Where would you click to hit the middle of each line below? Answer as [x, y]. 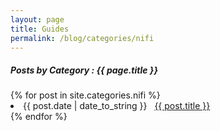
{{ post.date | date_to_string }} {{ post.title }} [117, 106]
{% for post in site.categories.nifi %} [85, 95]
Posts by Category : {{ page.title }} [84, 70]
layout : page [37, 19]
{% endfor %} [39, 117]
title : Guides [40, 29]
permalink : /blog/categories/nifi [82, 38]
